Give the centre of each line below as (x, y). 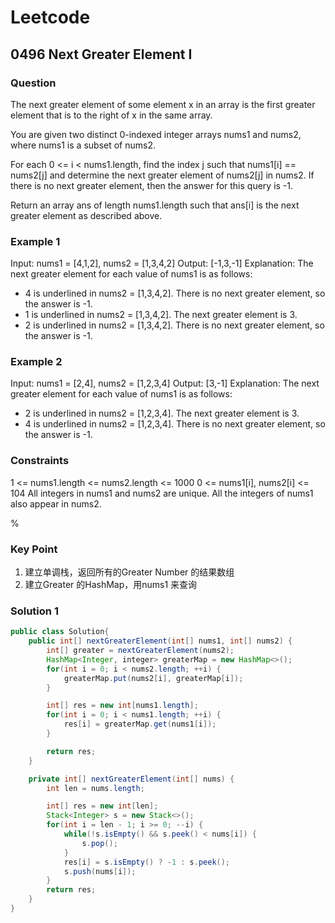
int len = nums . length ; (95, 788)
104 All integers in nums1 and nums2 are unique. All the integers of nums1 (162, 493)
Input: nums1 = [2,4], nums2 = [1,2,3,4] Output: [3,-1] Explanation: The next (165, 383)
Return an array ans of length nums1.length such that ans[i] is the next (155, 205)
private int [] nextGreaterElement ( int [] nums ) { (131, 779)
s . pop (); (99, 843)
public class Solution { (60, 632)
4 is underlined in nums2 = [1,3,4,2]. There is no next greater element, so (175, 293)
